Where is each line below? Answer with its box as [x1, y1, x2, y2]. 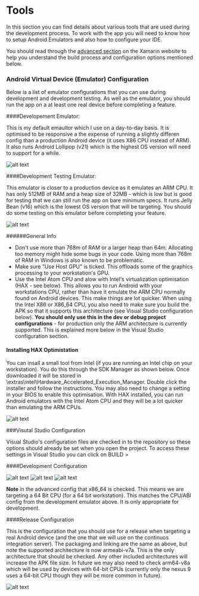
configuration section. [14, 333, 69, 340]
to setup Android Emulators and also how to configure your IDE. [6, 36, 163, 43]
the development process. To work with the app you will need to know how [6, 29, 191, 36]
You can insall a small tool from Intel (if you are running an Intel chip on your [6, 360, 192, 367]
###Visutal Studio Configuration [6, 427, 85, 434]
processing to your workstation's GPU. [14, 269, 110, 277]
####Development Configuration [6, 463, 88, 470]
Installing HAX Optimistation [6, 346, 79, 353]
